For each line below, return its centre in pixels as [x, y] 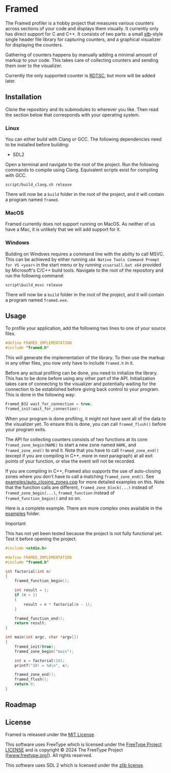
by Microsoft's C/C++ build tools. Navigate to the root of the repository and [84, 270]
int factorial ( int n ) [28, 571]
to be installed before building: [37, 145]
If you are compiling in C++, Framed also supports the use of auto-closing [83, 471]
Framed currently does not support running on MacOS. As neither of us [80, 224]
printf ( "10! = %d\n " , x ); [42, 666]
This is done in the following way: [40, 395]
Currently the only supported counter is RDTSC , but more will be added [80, 75]
